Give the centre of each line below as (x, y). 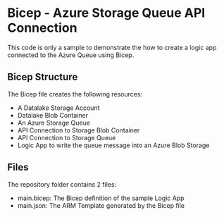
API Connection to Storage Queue (67, 137)
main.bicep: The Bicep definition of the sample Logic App (101, 198)
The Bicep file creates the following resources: (75, 94)
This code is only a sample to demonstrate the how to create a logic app (112, 47)
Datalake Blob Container (52, 115)
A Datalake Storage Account (58, 108)
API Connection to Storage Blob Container (79, 130)
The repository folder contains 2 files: (62, 184)
